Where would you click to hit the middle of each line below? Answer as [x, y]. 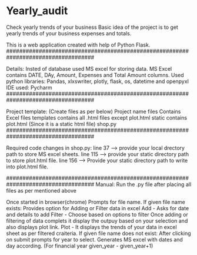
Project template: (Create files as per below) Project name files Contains [94, 111]
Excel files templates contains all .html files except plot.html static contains [96, 117]
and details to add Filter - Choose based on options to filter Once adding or [97, 214]
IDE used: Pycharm [29, 87]
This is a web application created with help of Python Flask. [78, 45]
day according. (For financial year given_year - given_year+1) [80, 246]
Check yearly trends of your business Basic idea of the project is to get [92, 27]
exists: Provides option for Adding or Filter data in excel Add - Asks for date [98, 208]
